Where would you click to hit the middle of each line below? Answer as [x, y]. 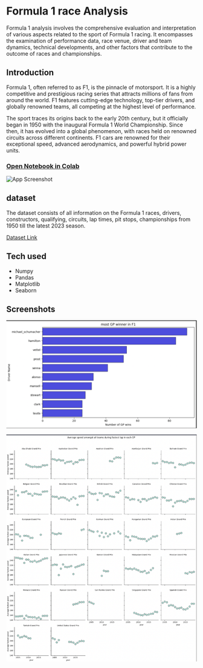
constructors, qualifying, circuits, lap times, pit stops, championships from [98, 219]
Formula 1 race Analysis [67, 11]
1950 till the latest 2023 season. [46, 226]
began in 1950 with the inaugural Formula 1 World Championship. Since [95, 125]
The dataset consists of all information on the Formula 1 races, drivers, [94, 212]
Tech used [26, 256]
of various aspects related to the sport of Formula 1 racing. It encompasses [100, 34]
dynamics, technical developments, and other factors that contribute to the [99, 47]
